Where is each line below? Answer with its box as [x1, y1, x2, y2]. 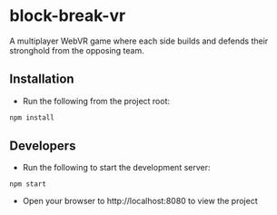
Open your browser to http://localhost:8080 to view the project [22, 196, 259, 207]
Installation [9, 72, 74, 87]
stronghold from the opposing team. [9, 44, 145, 55]
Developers [9, 138, 76, 154]
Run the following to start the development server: [22, 162, 211, 173]
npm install [9, 112, 54, 122]
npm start [9, 180, 47, 189]
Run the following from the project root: [22, 95, 171, 106]
